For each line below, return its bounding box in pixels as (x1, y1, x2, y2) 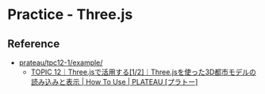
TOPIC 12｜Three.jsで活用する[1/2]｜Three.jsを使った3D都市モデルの (30, 67, 257, 77)
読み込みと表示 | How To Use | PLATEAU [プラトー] (30, 77, 198, 86)
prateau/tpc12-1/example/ (18, 58, 103, 67)
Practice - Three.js (7, 6, 133, 24)
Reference (7, 37, 60, 51)
